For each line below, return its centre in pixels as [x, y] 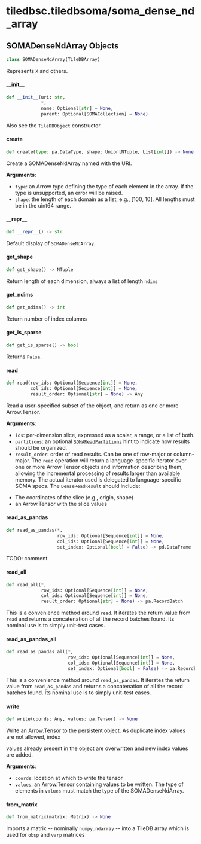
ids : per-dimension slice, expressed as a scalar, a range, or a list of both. [105, 435]
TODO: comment [27, 558]
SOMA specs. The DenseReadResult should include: [77, 486]
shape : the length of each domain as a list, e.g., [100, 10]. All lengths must [105, 199]
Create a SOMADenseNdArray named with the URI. [69, 163]
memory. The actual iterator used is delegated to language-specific [98, 479]
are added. [19, 754]
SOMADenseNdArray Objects [63, 46]
